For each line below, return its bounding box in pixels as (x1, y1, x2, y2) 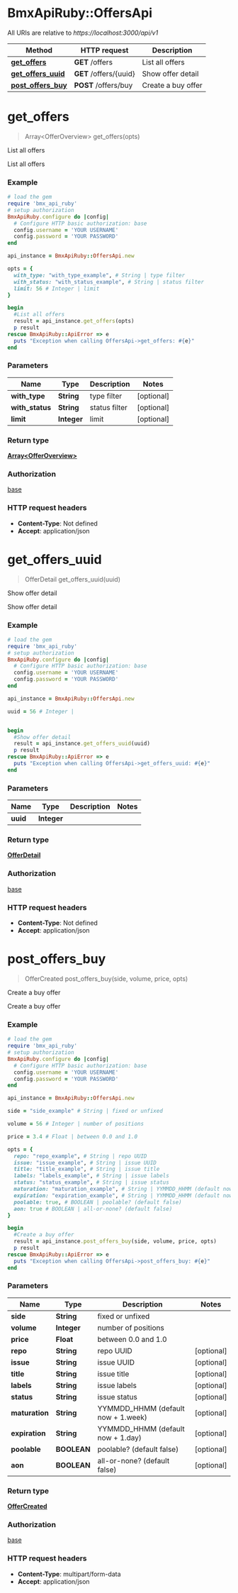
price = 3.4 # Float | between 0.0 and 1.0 (7, 1133, 138, 1140)
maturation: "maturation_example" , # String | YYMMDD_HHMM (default (13, 1186, 220, 1193)
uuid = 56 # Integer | (7, 708, 74, 715)
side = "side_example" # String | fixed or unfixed (7, 1108, 163, 1115)
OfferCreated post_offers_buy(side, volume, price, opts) (24, 974, 188, 983)
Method (25, 45, 53, 55)
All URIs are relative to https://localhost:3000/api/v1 (7, 28, 159, 37)
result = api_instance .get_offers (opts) (13, 318, 135, 325)
